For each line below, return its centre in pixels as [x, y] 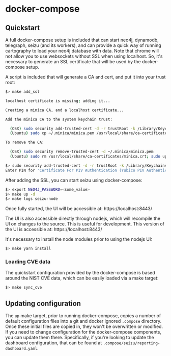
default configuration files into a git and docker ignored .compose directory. [83, 321]
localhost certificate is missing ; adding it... [58, 101]
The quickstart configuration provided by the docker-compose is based [80, 273]
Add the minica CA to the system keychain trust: [59, 119]
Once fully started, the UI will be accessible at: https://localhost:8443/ [79, 209]
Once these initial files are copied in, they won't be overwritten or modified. [84, 326]
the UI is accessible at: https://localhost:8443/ [54, 230]
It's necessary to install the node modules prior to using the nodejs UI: [79, 239]
